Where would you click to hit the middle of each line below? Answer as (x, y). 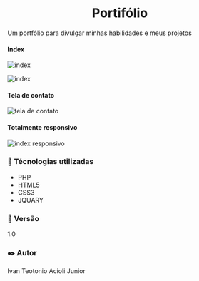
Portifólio (120, 13)
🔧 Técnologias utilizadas (51, 162)
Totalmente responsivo (42, 127)
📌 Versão (23, 218)
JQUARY (31, 200)
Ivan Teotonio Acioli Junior (46, 271)
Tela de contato (31, 95)
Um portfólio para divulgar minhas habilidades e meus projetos (100, 33)
